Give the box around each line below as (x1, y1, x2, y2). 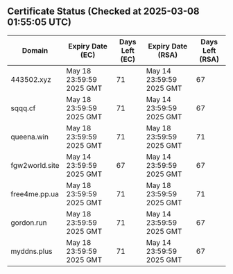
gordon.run (10, 218, 47, 228)
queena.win (10, 132, 49, 142)
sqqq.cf (10, 103, 36, 113)
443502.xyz (10, 74, 52, 84)
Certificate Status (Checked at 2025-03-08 (7, 6, 200, 17)
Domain (21, 45, 49, 55)
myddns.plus (10, 246, 53, 256)
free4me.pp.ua (10, 189, 59, 198)
